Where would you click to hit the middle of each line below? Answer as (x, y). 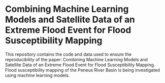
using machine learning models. (37, 75)
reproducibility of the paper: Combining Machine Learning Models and (76, 59)
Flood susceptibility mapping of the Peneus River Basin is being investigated (82, 70)
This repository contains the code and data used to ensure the (68, 54)
